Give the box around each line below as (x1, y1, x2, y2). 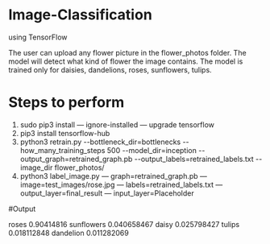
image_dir (19, 163, 53, 172)
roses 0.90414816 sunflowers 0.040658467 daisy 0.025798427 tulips (8, 219, 240, 229)
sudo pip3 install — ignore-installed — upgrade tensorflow (19, 119, 215, 130)
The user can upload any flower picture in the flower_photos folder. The (8, 48, 247, 57)
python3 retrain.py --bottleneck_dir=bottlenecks (19, 137, 181, 147)
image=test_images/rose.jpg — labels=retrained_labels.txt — (19, 180, 223, 189)
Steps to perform (8, 93, 125, 112)
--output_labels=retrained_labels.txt (134, 154, 254, 163)
